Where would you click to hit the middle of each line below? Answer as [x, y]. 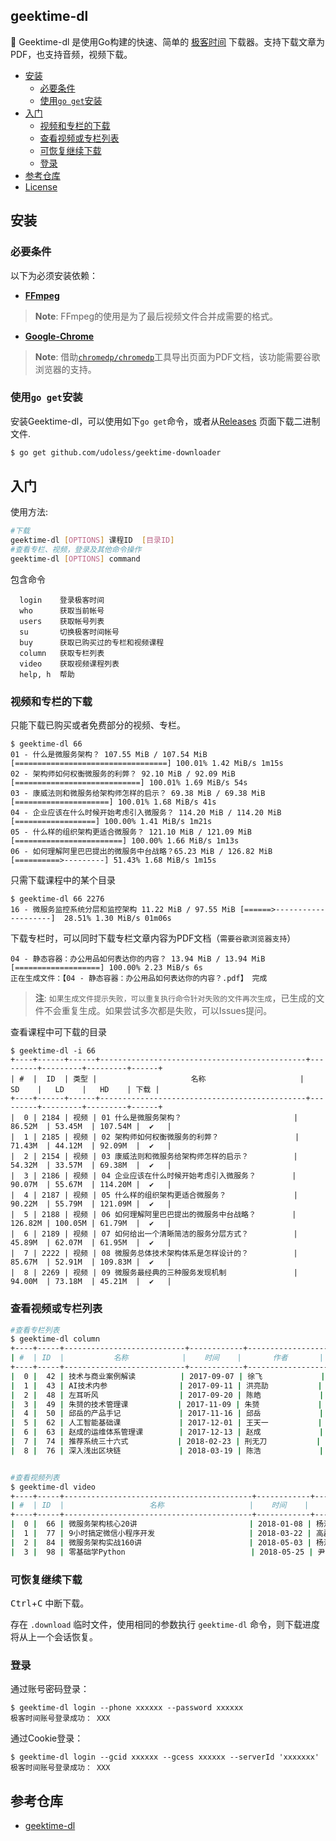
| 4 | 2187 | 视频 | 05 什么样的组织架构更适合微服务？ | [154, 1195]
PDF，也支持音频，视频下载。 [71, 54]
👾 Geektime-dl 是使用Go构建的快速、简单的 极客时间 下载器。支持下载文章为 [168, 41]
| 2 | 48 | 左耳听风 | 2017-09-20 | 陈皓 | [167, 1395]
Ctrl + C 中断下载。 [50, 1603]
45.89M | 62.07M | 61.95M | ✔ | [91, 1243]
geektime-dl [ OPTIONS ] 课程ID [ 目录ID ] [92, 540]
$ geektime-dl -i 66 [53, 1051]
